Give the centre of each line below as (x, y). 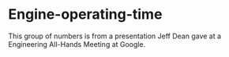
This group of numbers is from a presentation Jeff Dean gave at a (115, 36)
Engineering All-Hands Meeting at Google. (77, 44)
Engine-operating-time (85, 14)
